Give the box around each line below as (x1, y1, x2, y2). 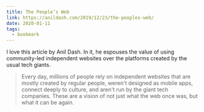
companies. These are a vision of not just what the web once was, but (21, 93, 198, 100)
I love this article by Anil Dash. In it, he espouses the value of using (6, 48, 175, 55)
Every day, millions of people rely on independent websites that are (21, 73, 191, 80)
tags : (6, 26, 20, 32)
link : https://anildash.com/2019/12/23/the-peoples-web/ (6, 15, 155, 21)
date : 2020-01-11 (6, 20, 51, 26)
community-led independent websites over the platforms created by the (6, 55, 188, 62)
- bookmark (12, 32, 40, 38)
